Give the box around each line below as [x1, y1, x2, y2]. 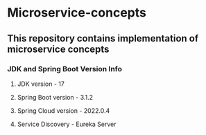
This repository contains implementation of [7, 33, 199, 44]
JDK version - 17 [17, 80, 65, 88]
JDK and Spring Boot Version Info [7, 64, 123, 73]
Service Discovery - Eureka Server [17, 120, 117, 128]
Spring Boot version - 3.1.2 [17, 93, 94, 101]
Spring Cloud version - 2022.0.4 [17, 106, 110, 115]
